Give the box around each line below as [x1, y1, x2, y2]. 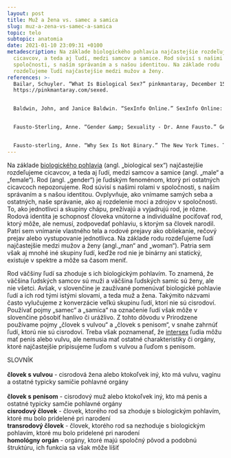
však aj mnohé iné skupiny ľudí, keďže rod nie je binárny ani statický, [7, 248, 203, 257]
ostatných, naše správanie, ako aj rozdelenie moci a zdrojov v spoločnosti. [7, 197, 218, 206]
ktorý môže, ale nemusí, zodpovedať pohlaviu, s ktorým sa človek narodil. [7, 219, 215, 228]
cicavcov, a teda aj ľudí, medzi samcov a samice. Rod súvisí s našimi [13, 55, 223, 62]
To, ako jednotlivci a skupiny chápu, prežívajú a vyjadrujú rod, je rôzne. [7, 204, 208, 213]
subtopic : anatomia [7, 36, 63, 43]
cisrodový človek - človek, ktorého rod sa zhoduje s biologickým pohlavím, [7, 406, 221, 415]
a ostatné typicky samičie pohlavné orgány [7, 378, 129, 386]
